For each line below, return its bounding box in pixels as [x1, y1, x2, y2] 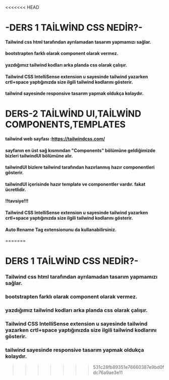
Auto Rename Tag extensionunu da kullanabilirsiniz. [5, 227, 117, 233]
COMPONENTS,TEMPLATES [5, 119, 126, 130]
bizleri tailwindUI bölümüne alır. [5, 152, 73, 158]
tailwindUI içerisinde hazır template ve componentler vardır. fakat [5, 181, 146, 187]
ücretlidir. [5, 186, 26, 192]
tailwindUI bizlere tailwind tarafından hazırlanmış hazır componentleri [5, 164, 155, 171]
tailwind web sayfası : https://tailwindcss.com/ [5, 136, 105, 142]
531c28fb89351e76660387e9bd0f [93, 364, 164, 370]
